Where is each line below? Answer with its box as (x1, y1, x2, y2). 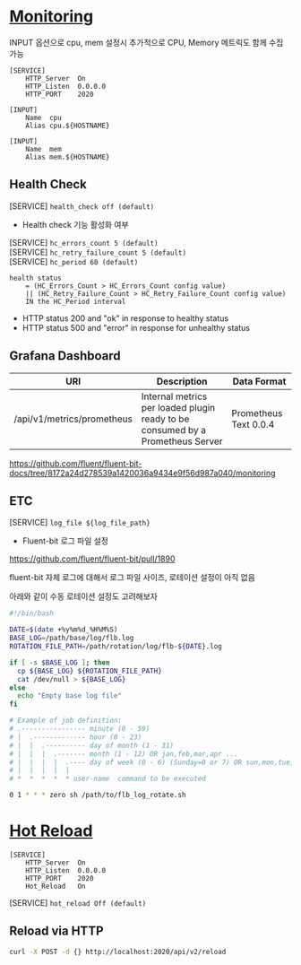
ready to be (141, 413, 190, 425)
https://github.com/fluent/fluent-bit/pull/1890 (9, 553, 176, 564)
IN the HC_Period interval (25, 297, 126, 306)
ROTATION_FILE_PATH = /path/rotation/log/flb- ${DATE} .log (9, 642, 222, 651)
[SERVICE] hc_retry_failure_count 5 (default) (9, 247, 186, 257)
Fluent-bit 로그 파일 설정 (21, 535, 109, 546)
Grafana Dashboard (9, 348, 121, 364)
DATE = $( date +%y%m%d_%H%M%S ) (9, 625, 118, 634)
